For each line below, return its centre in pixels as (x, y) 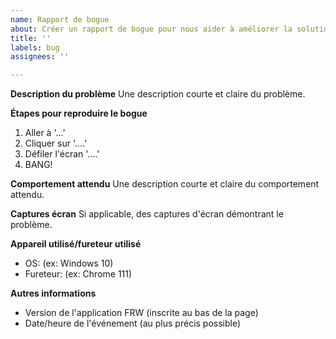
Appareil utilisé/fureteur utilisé (76, 244)
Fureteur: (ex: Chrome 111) (78, 274)
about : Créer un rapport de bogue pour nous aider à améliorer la (151, 29)
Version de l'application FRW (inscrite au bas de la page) (141, 313)
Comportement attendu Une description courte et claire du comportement (165, 184)
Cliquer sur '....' (56, 143)
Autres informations (53, 293)
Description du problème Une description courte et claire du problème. (158, 94)
